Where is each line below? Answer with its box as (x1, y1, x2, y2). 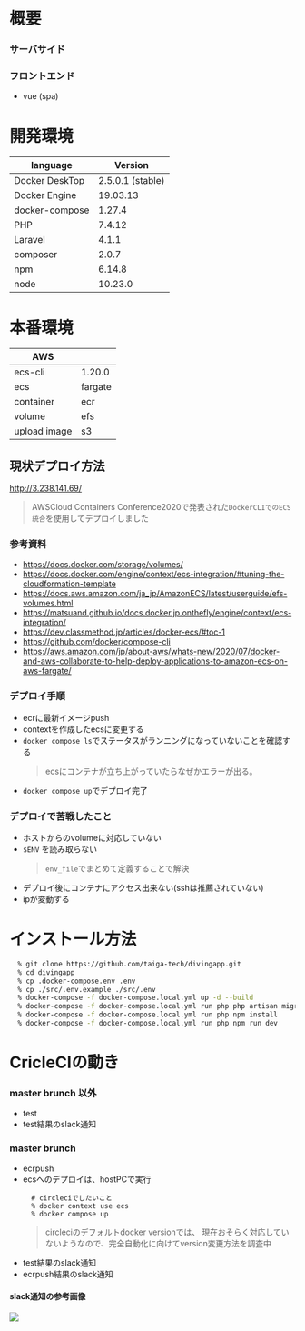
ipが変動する (22, 893, 70, 905)
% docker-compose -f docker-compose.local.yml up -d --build (17, 993, 254, 1003)
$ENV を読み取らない (22, 843, 98, 855)
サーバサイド (9, 43, 65, 55)
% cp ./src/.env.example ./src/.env (17, 985, 156, 994)
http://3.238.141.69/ (9, 483, 83, 494)
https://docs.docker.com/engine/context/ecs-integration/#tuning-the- (22, 569, 285, 580)
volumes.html (22, 597, 74, 609)
